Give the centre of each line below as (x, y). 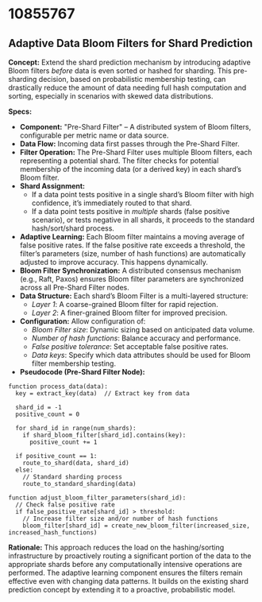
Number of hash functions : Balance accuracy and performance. (136, 338)
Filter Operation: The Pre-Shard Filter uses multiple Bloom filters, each (136, 152)
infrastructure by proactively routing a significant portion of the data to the (130, 556)
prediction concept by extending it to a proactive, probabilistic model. (122, 590)
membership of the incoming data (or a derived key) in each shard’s (131, 169)
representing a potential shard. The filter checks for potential (119, 161)
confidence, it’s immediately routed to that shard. (112, 203)
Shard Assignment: (52, 186)
